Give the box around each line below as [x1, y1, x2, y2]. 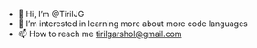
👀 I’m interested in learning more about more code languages [17, 18, 248, 29]
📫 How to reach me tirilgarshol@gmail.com [17, 28, 182, 39]
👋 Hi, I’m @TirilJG [17, 9, 85, 19]
